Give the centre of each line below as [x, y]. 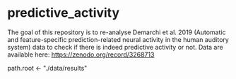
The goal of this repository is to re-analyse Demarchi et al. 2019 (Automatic [117, 32]
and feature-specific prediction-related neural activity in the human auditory [118, 39]
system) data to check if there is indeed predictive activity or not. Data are [116, 47]
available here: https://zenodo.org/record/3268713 [81, 55]
